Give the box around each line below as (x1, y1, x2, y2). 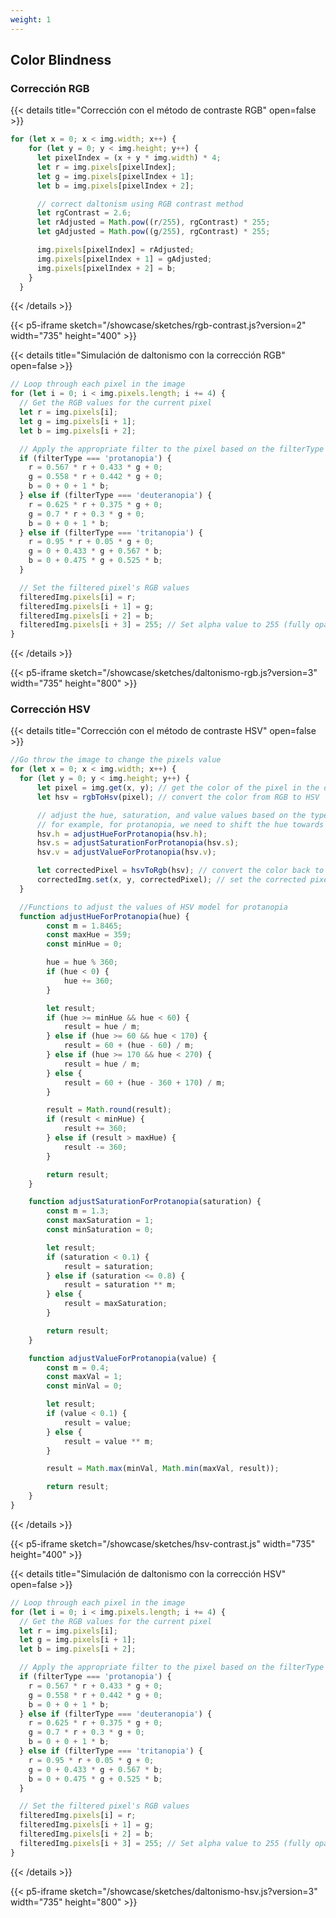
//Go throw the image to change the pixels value (10, 755, 222, 765)
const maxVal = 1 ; (46, 1372, 123, 1382)
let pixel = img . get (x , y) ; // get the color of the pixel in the (36, 783, 320, 793)
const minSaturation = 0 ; (46, 1225, 155, 1235)
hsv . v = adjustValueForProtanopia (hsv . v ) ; (36, 847, 217, 858)
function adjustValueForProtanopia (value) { (28, 1353, 217, 1363)
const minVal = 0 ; (46, 1381, 123, 1391)
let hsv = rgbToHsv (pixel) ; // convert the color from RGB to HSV (36, 792, 320, 802)
